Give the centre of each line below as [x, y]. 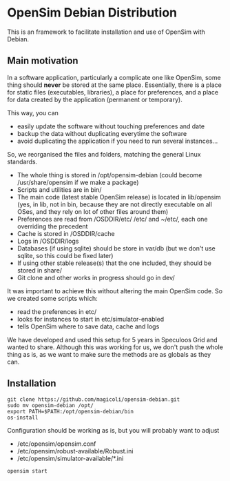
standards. [22, 161]
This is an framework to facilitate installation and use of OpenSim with [106, 32]
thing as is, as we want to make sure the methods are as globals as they [109, 354]
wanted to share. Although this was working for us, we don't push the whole [115, 347]
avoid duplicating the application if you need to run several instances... [117, 141]
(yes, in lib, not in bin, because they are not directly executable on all [114, 204]
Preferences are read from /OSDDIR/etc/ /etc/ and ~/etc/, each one [112, 219]
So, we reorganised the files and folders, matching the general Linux [104, 154]
